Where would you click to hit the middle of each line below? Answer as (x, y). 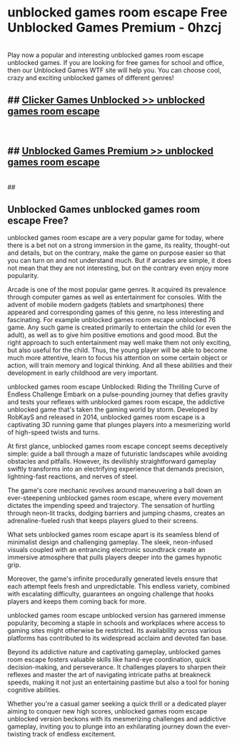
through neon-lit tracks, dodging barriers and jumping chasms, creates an (116, 513)
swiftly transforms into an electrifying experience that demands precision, (116, 469)
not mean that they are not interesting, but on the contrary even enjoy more (118, 268)
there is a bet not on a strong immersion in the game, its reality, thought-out (119, 245)
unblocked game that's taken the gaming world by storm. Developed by (112, 410)
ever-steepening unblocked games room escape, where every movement (115, 498)
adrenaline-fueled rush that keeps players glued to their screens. (103, 521)
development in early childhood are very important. (83, 373)
